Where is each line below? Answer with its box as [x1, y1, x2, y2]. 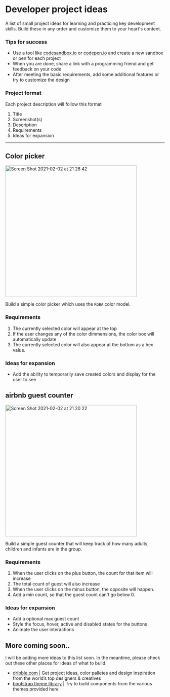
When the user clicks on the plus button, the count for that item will [12, 570, 153, 576]
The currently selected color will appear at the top [12, 325, 117, 332]
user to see [12, 376, 36, 382]
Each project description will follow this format [5, 101, 102, 107]
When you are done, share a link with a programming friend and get [12, 61, 154, 67]
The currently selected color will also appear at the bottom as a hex [12, 341, 153, 348]
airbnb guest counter [5, 391, 73, 400]
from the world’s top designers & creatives [12, 675, 101, 681]
